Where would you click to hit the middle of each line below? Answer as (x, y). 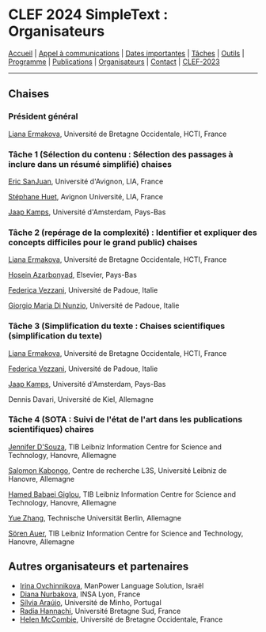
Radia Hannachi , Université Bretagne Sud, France (100, 611)
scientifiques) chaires (51, 430)
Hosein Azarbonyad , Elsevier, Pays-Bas (72, 275)
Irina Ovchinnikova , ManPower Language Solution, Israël (112, 585)
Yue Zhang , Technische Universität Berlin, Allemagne (95, 518)
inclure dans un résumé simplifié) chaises (90, 164)
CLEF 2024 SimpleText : (88, 15)
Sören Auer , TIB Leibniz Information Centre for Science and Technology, (126, 533)
